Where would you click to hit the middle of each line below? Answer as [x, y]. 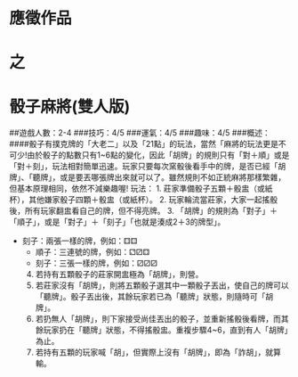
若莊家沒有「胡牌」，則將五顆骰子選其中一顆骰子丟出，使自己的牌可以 [162, 285]
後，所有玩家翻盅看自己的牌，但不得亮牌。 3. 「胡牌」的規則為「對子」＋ [144, 211]
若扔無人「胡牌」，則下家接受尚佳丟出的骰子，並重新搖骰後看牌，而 [158, 319]
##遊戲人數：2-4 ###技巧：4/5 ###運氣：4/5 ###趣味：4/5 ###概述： [140, 133]
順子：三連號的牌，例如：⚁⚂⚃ [93, 252]
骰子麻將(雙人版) [70, 107]
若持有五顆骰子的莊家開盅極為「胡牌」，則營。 [119, 275]
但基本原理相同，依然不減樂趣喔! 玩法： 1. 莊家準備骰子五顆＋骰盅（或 [137, 189]
